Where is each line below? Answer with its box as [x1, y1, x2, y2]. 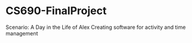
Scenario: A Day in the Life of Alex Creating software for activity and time [5, 24, 186, 31]
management [5, 29, 38, 37]
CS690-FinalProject [5, 4, 107, 18]
